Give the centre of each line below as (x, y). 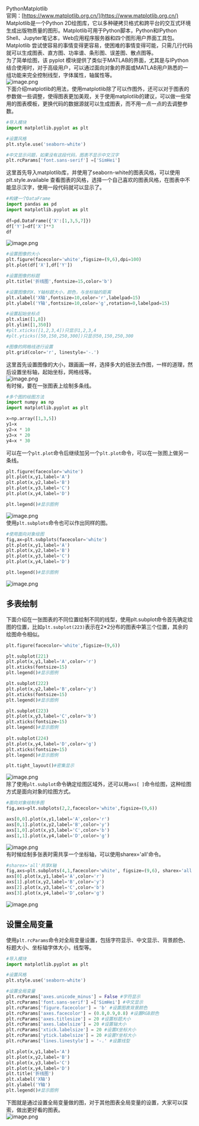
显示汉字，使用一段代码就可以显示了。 (58, 187)
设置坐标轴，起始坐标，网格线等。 (53, 372)
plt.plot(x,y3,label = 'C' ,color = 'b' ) (51, 716)
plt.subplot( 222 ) (28, 684)
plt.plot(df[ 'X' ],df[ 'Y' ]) (39, 265)
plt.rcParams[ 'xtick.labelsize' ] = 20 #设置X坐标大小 (71, 1030)
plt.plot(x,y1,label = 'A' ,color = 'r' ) (51, 662)
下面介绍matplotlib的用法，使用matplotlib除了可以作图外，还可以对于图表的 (98, 89)
